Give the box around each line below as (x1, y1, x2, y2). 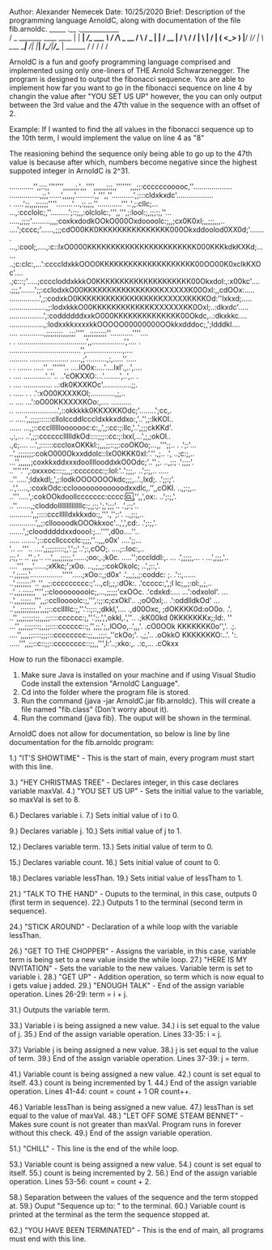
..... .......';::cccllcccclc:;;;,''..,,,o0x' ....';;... (9, 535, 142, 545)
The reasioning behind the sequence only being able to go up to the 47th (9, 149, 253, 158)
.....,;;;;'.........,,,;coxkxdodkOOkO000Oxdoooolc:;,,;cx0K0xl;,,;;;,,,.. (9, 216, 225, 225)
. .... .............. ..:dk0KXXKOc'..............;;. (9, 380, 138, 389)
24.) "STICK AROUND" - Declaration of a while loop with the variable (9, 922, 238, 931)
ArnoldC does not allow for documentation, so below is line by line (9, 729, 230, 738)
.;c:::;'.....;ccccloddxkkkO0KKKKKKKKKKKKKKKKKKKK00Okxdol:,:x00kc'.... (9, 276, 260, 286)
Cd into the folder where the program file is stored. (20, 687, 191, 696)
